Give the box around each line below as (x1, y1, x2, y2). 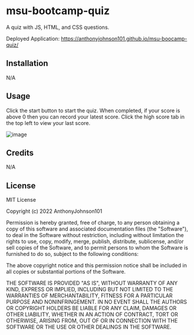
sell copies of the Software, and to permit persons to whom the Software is (6, 244, 189, 251)
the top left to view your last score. (6, 119, 91, 126)
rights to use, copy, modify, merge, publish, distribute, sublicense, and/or (6, 238, 184, 245)
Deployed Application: (6, 35, 60, 42)
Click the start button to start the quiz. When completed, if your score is (6, 107, 180, 114)
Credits (6, 147, 34, 157)
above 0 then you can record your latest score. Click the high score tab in (6, 113, 185, 120)
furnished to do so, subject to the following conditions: (6, 251, 139, 258)
